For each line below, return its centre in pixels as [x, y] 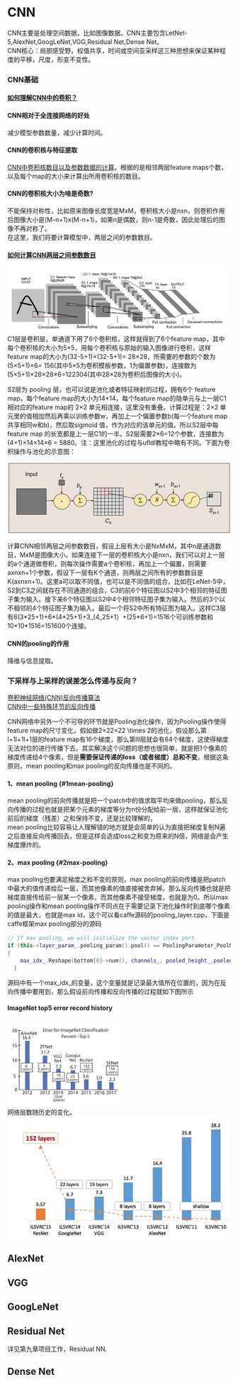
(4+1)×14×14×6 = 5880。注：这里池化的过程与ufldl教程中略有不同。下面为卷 [119, 443]
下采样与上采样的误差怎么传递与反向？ [73, 680]
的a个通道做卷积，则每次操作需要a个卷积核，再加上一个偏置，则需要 [107, 564]
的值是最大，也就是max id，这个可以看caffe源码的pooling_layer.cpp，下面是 [119, 915]
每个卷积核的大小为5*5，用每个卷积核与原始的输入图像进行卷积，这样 [109, 348]
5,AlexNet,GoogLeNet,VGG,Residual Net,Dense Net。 [85, 42]
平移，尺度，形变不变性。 [57, 59]
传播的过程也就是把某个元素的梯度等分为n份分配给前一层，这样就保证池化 [121, 809]
